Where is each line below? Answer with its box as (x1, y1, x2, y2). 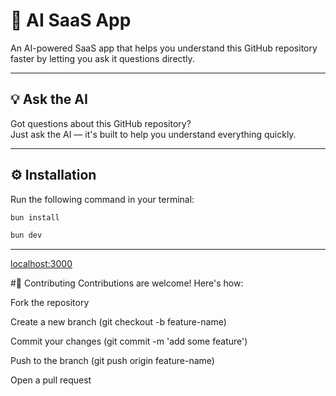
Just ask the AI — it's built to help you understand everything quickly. (10, 128, 297, 140)
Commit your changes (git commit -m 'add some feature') (10, 335, 248, 348)
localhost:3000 (10, 258, 73, 270)
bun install (10, 212, 60, 223)
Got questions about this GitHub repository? (10, 117, 192, 129)
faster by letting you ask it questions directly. (10, 52, 195, 64)
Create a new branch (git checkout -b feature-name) (10, 316, 227, 328)
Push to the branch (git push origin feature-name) (10, 355, 215, 367)
